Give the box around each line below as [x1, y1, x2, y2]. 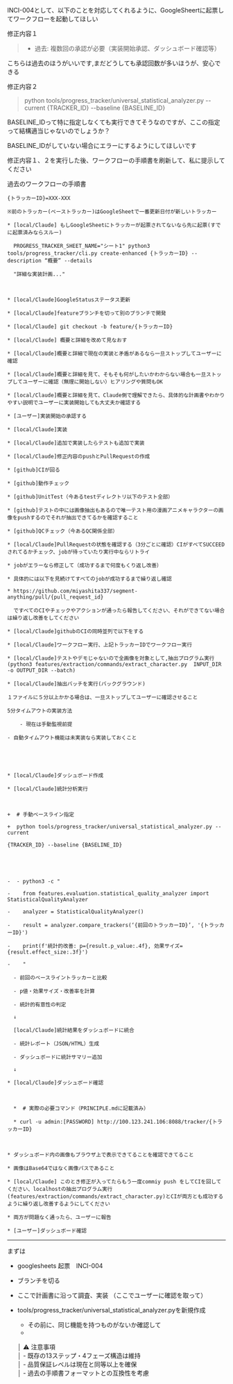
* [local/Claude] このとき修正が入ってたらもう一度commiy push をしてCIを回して [7, 1178, 222, 1185]
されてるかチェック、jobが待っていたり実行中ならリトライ [7, 549, 150, 556]
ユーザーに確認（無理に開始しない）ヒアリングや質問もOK [22, 378, 163, 385]
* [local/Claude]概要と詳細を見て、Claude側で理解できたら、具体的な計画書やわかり [7, 392, 225, 399]
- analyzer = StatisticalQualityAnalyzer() [7, 908, 144, 915]
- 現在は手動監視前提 [19, 721, 73, 728]
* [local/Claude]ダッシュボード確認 [7, 1079, 104, 1086]
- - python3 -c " [7, 878, 60, 885]
